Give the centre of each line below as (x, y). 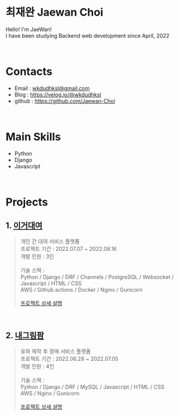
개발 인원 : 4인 (37, 366)
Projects (27, 202)
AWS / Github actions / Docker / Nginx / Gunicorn (81, 289)
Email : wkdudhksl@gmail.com (52, 88)
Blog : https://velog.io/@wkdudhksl (58, 94)
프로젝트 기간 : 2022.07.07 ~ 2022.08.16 (68, 249)
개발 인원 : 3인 (37, 256)
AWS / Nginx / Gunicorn (50, 393)
